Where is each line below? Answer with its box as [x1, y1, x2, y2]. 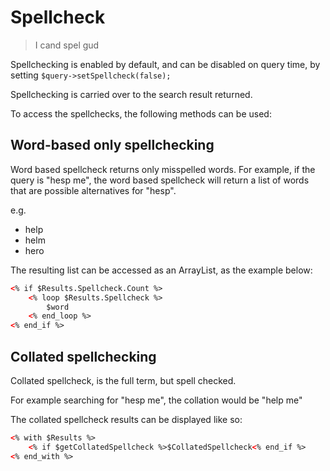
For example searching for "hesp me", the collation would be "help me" [10, 394, 303, 406]
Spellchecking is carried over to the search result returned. [10, 88, 253, 100]
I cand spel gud [34, 39, 100, 51]
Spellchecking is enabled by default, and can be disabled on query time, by [10, 58, 321, 70]
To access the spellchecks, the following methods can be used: [10, 107, 272, 120]
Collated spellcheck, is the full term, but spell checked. [10, 374, 237, 386]
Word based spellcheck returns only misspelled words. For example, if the [10, 163, 316, 175]
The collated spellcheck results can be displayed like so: [10, 413, 243, 425]
